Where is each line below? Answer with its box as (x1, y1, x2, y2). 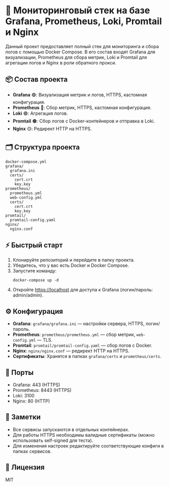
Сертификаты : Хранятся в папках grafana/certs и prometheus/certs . (12, 353, 162, 359)
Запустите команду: (12, 268, 57, 274)
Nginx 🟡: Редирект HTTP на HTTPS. (12, 125, 92, 132)
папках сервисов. (12, 448, 52, 454)
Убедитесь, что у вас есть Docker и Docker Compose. (12, 262, 129, 268)
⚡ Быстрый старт (5, 241, 63, 249)
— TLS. (37, 337, 53, 343)
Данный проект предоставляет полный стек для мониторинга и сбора (5, 43, 159, 49)
